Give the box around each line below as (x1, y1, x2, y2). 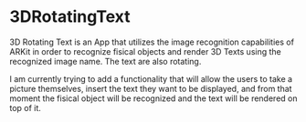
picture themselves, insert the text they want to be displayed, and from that (9, 83, 292, 94)
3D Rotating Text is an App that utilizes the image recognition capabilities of (9, 36, 295, 47)
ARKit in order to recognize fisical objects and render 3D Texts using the (9, 46, 281, 56)
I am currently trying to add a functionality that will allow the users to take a (9, 73, 293, 84)
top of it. (9, 102, 41, 113)
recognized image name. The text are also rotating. (9, 56, 202, 66)
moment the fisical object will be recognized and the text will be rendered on (9, 93, 298, 104)
